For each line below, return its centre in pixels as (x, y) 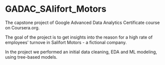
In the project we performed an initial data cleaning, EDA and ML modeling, (81, 52)
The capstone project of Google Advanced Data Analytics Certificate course (82, 22)
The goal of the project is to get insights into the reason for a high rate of (79, 37)
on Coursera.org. (22, 27)
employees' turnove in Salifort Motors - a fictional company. (66, 42)
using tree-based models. (31, 57)
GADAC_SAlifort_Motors (56, 9)
